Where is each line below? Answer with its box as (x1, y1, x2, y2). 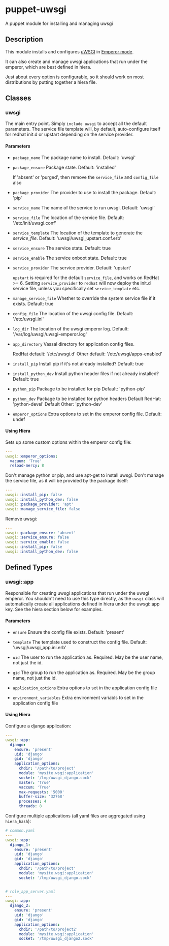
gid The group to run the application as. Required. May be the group (12, 669, 156, 676)
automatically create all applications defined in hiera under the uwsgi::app (5, 601, 160, 607)
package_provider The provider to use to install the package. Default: (12, 189, 156, 195)
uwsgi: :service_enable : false (5, 540, 70, 545)
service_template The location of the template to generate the (12, 230, 143, 236)
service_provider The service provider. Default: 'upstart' (12, 264, 131, 270)
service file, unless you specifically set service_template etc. (12, 285, 141, 291)
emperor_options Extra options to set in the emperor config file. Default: (12, 411, 162, 417)
